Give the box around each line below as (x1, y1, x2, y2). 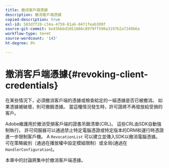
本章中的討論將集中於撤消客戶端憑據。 (5, 157, 86, 163)
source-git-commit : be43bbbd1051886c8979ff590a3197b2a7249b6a (5, 26, 140, 32)
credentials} (5, 79, 59, 91)
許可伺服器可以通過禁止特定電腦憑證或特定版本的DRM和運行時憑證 (24, 127, 164, 133)
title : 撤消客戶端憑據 (5, 7, 48, 13)
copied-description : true (5, 17, 60, 22)
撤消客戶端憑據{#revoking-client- (5, 68, 149, 80)
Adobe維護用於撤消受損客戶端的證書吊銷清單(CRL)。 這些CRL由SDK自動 (5, 121, 157, 127)
